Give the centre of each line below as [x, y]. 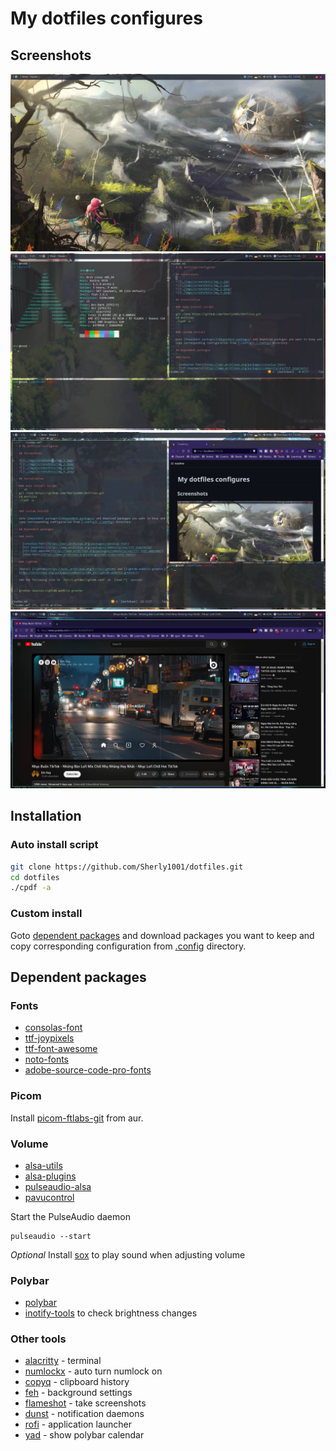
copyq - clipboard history [77, 1382]
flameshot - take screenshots [85, 1403]
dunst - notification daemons [84, 1414]
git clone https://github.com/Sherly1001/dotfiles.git [127, 867]
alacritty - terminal [63, 1361]
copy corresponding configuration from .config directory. [128, 946]
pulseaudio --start [51, 1236]
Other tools [38, 1339]
